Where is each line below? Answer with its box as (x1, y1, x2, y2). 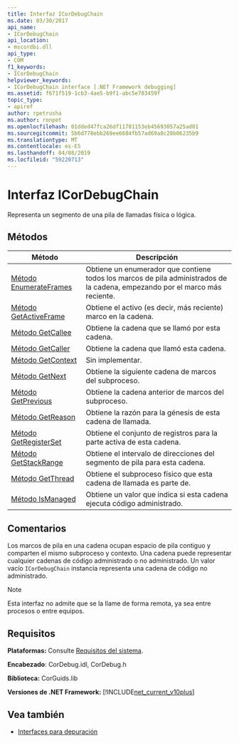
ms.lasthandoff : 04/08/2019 (7, 150, 91, 157)
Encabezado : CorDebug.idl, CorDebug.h (7, 660, 127, 669)
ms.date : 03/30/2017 (7, 17, 69, 24)
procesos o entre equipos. (7, 607, 85, 615)
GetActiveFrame (11, 311, 65, 321)
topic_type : (7, 97, 43, 104)
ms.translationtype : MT (7, 136, 78, 143)
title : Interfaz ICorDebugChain (7, 10, 103, 18)
